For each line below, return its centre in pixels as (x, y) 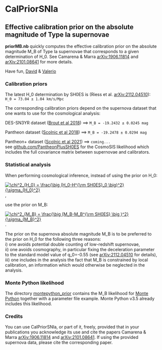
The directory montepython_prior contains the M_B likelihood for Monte (77, 293)
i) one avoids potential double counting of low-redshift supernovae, (72, 244)
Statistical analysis (28, 165)
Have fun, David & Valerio (31, 71)
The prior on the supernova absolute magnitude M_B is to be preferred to (78, 234)
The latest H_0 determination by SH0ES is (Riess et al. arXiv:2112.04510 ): (78, 95)
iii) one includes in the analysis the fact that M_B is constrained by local (77, 260)
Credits (14, 316)
